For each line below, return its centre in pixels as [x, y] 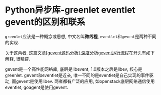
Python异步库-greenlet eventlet [70, 10]
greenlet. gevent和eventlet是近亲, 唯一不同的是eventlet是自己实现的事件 [77, 75]
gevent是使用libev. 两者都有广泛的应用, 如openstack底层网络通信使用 [85, 81]
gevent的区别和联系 [45, 22]
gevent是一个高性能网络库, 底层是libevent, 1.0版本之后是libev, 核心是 [74, 69]
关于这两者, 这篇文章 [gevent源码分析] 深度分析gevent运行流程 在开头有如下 [80, 53]
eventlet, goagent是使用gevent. [37, 87]
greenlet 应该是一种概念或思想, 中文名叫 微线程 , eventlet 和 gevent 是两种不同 [81, 36]
